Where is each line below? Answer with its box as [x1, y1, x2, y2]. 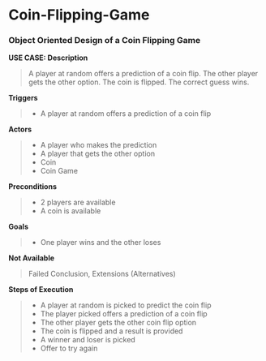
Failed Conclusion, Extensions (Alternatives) [28, 269, 176, 279]
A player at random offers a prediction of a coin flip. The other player [28, 69, 259, 79]
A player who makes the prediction [40, 140, 157, 150]
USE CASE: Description [8, 53, 88, 62]
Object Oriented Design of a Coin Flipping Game [8, 35, 201, 46]
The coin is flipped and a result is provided [40, 326, 183, 336]
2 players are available [40, 197, 116, 208]
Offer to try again [40, 343, 98, 354]
